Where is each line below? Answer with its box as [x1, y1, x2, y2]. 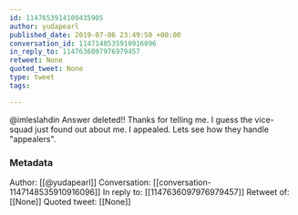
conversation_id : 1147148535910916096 [9, 38, 157, 48]
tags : [9, 81, 30, 90]
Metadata [9, 156, 53, 169]
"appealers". [9, 133, 57, 144]
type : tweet [9, 73, 55, 82]
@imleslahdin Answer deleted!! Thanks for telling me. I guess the [9, 114, 253, 125]
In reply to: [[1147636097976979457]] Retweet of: [102, 186, 290, 197]
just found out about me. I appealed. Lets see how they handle [35, 124, 269, 135]
